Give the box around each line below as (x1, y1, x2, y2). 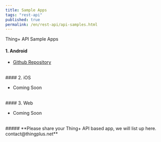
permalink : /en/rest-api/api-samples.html (5, 22, 98, 27)
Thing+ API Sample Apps (5, 36, 59, 42)
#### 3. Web (5, 100, 33, 106)
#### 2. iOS (5, 75, 31, 81)
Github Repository (12, 59, 51, 65)
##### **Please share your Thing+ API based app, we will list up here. (5, 126, 157, 132)
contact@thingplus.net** (5, 131, 58, 137)
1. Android (5, 47, 28, 54)
